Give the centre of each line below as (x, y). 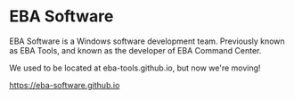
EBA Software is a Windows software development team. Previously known (147, 41)
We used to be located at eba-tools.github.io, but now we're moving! (135, 68)
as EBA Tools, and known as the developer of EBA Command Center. (135, 50)
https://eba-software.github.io (65, 85)
